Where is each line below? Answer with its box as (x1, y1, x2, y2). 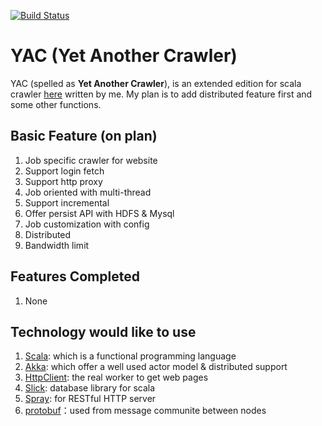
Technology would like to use (10, 323, 197, 340)
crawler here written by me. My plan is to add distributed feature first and (10, 88, 313, 100)
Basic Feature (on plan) (10, 128, 158, 145)
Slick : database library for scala (24, 382, 156, 394)
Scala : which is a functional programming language (24, 350, 237, 362)
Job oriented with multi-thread (24, 186, 152, 198)
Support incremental (24, 196, 110, 209)
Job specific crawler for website (24, 154, 158, 166)
